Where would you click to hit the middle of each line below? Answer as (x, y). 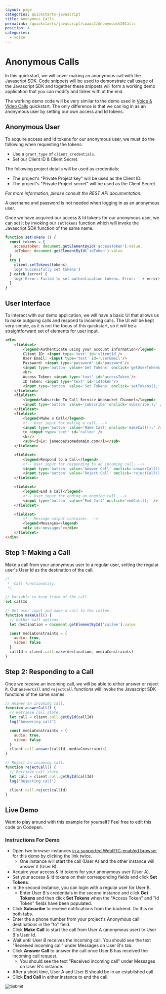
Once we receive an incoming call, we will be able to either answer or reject (82, 683)
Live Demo (22, 810)
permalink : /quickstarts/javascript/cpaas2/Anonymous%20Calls (70, 24)
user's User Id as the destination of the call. (49, 570)
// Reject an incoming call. (35, 763)
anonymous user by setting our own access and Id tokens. (65, 111)
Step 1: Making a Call (38, 553)
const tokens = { (27, 242)
